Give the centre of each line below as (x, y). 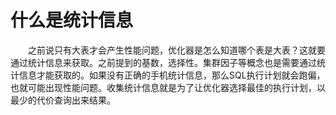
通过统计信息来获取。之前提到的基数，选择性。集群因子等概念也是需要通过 (163, 62)
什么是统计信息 (72, 20)
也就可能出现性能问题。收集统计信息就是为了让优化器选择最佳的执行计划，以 (168, 87)
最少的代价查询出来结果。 (63, 100)
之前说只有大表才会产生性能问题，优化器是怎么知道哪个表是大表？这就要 (177, 50)
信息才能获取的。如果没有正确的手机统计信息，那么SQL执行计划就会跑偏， (172, 75)
